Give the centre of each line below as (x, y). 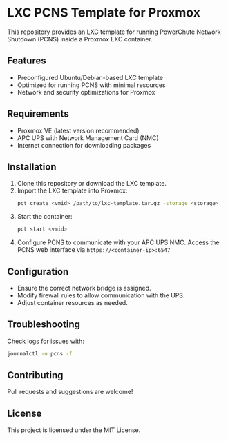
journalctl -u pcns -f (40, 353)
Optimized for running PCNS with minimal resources (91, 85)
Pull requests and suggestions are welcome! (70, 392)
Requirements (38, 114)
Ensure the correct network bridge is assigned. (84, 288)
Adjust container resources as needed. (72, 302)
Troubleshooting (44, 325)
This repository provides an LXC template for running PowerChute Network (114, 32)
